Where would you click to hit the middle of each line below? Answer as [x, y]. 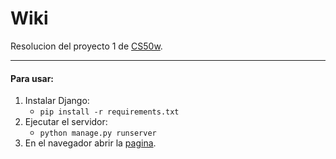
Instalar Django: [57, 101]
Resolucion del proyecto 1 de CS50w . [86, 46]
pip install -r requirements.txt [109, 112]
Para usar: [32, 78]
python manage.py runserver [98, 133]
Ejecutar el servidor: [66, 122]
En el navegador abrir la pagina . [90, 143]
